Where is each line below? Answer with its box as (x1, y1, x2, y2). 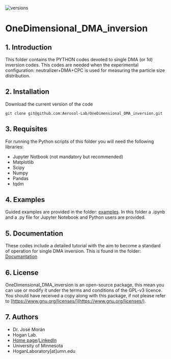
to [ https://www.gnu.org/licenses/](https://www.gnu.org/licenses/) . (5, 298, 146, 304)
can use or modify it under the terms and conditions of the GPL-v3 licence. (5, 287, 162, 293)
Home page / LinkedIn (12, 337, 57, 343)
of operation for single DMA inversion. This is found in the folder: (5, 248, 141, 254)
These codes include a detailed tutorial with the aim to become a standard (5, 243, 161, 249)
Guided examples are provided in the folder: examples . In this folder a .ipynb (5, 209, 165, 215)
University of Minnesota (12, 342, 63, 349)
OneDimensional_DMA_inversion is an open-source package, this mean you (5, 282, 164, 288)
